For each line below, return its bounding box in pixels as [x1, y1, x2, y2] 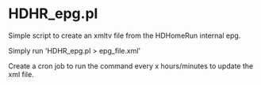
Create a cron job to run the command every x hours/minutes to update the [8, 61, 254, 71]
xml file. [8, 69, 34, 79]
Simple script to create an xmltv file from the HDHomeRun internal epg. [8, 31, 241, 40]
